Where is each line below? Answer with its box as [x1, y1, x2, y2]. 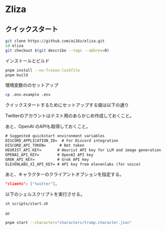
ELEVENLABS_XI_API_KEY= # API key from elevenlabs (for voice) [5, 161, 141, 167]
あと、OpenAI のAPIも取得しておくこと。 [5, 124, 91, 130]
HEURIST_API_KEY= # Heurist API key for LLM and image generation [5, 147, 161, 152]
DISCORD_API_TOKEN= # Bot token [5, 143, 85, 148]
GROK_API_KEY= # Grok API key [5, 157, 89, 162]
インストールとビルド [5, 57, 49, 64]
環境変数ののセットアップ [5, 82, 59, 88]
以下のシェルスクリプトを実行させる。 [5, 191, 85, 197]
